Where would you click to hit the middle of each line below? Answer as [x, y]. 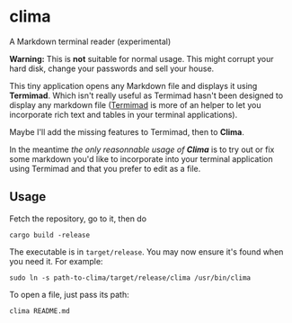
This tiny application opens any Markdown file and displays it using [133, 85]
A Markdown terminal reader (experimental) [90, 41]
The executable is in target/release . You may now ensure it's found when [146, 251]
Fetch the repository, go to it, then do [78, 219]
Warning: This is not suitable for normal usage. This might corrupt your [142, 58]
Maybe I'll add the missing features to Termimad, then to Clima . [127, 131]
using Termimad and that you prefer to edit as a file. [105, 168]
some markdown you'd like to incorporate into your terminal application [142, 158]
